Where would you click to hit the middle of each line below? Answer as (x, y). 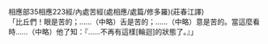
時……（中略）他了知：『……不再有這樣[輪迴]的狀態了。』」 (103, 32)
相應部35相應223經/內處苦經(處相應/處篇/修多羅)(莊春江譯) (106, 12)
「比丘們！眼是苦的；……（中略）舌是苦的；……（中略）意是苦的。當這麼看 (134, 22)
